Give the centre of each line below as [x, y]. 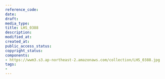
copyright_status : [24, 51]
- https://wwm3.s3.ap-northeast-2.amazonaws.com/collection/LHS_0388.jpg [83, 60]
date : [11, 14]
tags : [11, 64]
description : [19, 32]
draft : [12, 19]
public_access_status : [28, 46]
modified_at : [19, 37]
